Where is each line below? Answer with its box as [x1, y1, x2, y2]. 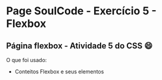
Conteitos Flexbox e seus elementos [14, 68, 104, 75]
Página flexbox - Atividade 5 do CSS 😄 [6, 41, 153, 51]
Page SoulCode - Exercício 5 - [6, 4, 157, 18]
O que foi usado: [6, 57, 47, 63]
